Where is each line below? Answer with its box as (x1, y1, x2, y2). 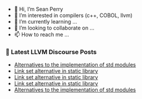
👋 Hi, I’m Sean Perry (14, 6, 63, 12)
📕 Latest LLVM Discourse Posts (5, 48, 97, 56)
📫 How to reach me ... (14, 31, 69, 38)
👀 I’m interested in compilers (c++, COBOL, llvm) (14, 12, 133, 19)
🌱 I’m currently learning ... (14, 18, 78, 25)
